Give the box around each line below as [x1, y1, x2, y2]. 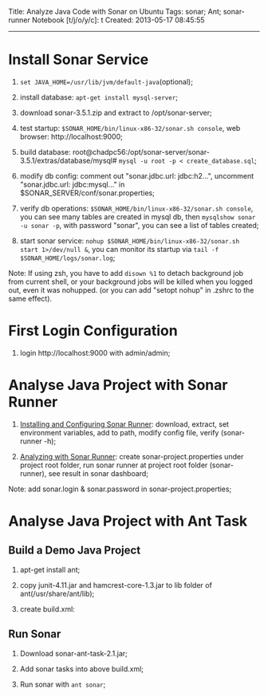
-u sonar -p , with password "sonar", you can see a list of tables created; [19, 220, 259, 230]
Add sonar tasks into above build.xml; [19, 664, 144, 673]
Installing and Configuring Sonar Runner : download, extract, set [19, 419, 230, 429]
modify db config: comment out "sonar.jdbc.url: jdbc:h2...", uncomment [19, 171, 254, 180]
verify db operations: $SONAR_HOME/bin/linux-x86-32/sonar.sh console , [19, 203, 254, 213]
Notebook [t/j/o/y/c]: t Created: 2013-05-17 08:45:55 [31, 15, 205, 25]
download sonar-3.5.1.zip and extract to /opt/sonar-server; [19, 108, 213, 117]
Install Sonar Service [8, 51, 149, 69]
